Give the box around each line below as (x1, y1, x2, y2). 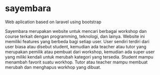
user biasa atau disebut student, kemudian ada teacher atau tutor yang (5, 44, 146, 49)
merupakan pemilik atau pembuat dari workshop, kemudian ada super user (5, 49, 155, 55)
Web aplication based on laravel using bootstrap (5, 19, 102, 25)
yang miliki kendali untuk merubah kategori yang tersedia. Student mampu (5, 54, 154, 60)
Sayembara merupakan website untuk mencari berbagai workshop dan (5, 28, 147, 34)
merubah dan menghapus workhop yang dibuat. (5, 64, 101, 70)
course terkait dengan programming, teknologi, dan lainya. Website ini (5, 33, 145, 39)
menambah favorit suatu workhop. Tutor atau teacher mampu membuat (5, 59, 148, 65)
